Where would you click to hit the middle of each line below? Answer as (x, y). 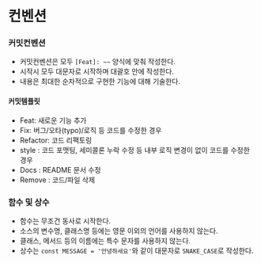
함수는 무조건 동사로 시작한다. (65, 221)
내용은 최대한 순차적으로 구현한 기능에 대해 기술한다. (100, 82)
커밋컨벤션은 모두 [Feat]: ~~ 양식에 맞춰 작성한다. (98, 62)
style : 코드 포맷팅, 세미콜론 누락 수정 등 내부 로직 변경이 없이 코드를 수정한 (135, 150)
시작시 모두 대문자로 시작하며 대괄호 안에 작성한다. (96, 71)
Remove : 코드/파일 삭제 (57, 180)
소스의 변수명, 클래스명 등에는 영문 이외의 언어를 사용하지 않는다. (119, 231)
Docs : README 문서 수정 (60, 170)
